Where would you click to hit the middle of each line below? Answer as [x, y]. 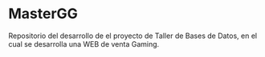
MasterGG [43, 14]
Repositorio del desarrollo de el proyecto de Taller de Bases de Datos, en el [133, 36]
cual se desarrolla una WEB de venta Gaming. [84, 44]
